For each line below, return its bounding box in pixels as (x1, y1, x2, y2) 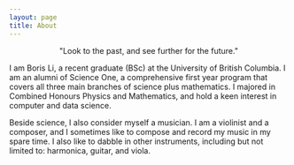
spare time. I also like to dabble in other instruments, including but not (9, 136, 264, 146)
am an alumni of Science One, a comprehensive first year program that (9, 71, 268, 82)
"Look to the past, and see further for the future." (58, 45, 239, 56)
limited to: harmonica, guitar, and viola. (9, 145, 151, 155)
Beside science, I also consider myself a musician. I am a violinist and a (9, 116, 269, 128)
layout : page (9, 12, 58, 22)
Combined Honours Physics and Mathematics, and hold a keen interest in (9, 90, 277, 101)
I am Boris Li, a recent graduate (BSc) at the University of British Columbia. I (9, 63, 286, 73)
